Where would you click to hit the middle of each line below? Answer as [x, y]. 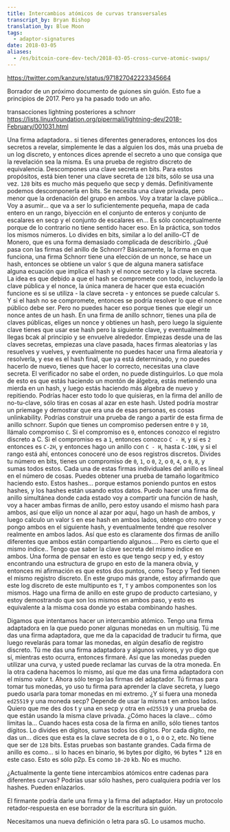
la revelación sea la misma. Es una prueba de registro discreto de [100, 162]
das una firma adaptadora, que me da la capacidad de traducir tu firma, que [114, 635]
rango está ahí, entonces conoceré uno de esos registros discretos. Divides [114, 454]
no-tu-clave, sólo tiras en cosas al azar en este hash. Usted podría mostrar [113, 402]
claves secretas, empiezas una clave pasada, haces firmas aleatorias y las [112, 344]
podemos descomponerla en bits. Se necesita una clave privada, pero [106, 190]
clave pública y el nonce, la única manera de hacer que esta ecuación [106, 285]
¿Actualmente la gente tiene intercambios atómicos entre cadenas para [108, 773]
